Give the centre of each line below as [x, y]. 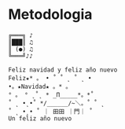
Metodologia [50, 15]
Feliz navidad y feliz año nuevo [63, 70]
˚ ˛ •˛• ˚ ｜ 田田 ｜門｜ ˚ [50, 112]
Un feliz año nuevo [40, 118]
